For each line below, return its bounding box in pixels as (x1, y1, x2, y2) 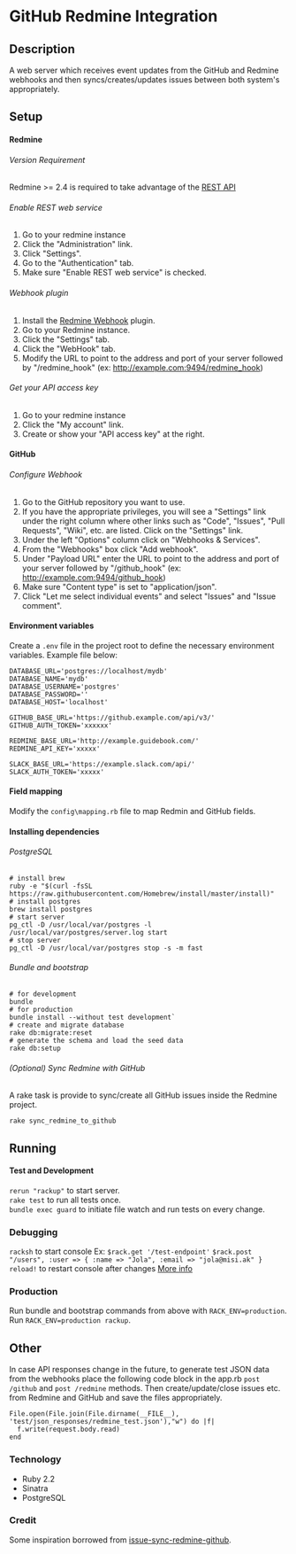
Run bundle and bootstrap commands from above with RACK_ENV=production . (9, 1305, 287, 1317)
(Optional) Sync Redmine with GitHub (9, 1062, 146, 1073)
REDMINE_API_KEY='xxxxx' (9, 744, 101, 753)
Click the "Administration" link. (21, 239, 133, 250)
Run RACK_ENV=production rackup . (9, 1315, 131, 1325)
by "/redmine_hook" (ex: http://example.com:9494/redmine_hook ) (21, 361, 263, 373)
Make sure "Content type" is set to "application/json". (21, 581, 217, 592)
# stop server (9, 936, 62, 944)
